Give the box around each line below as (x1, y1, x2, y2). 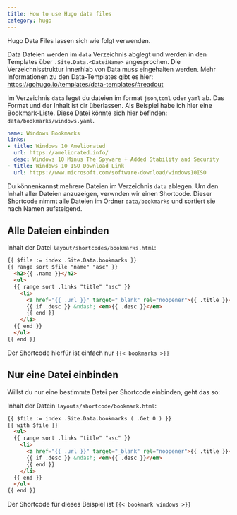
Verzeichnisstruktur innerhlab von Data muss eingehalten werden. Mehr (7, 65, 217, 73)
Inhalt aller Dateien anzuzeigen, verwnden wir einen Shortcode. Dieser (7, 189, 213, 198)
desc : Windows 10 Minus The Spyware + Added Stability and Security (13, 156, 219, 163)
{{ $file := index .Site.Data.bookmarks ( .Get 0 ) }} (7, 415, 172, 422)
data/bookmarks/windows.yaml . (7, 116, 95, 124)
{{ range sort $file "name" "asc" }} (7, 264, 119, 271)
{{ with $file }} (7, 421, 59, 429)
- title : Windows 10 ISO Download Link (7, 162, 125, 169)
